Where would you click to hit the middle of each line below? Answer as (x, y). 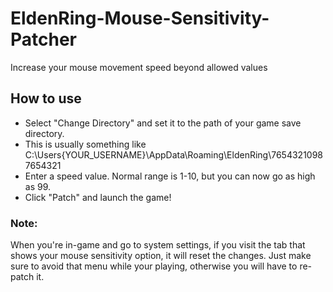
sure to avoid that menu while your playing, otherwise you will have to (154, 266)
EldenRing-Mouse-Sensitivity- (140, 18)
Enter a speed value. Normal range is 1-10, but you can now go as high (170, 176)
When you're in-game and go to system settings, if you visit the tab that (158, 245)
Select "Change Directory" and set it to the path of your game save (163, 123)
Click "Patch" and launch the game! (98, 197)
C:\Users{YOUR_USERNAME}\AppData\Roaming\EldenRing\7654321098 (174, 154)
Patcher (44, 39)
